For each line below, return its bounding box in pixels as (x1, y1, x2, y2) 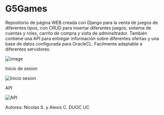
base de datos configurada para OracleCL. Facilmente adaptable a (5, 40, 143, 46)
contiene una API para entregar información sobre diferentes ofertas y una (5, 35, 159, 41)
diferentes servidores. (5, 46, 51, 52)
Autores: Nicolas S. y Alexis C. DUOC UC (5, 104, 90, 110)
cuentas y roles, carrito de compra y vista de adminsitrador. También (5, 30, 148, 36)
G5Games (5, 3, 48, 14)
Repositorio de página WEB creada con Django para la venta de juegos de (5, 19, 158, 25)
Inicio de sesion (5, 65, 38, 71)
